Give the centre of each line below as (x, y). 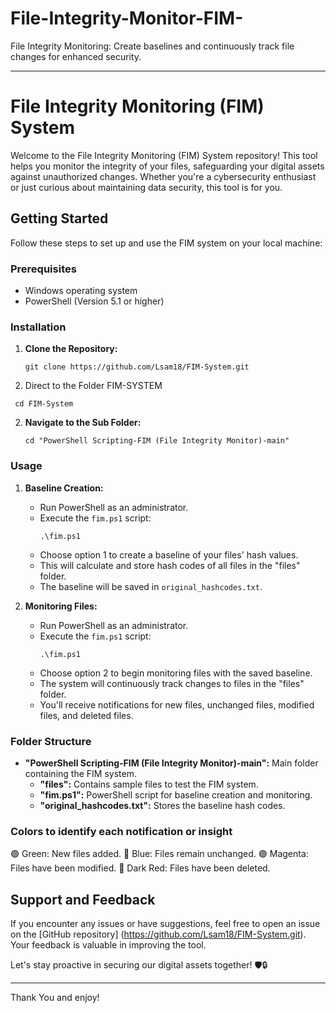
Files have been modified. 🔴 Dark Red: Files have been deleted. (140, 868)
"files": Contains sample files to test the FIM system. (149, 784)
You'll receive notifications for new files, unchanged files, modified (177, 704)
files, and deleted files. (86, 715)
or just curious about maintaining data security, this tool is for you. (146, 187)
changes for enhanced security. (76, 56)
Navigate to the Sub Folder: (83, 423)
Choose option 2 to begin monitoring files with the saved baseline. (176, 673)
